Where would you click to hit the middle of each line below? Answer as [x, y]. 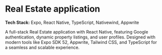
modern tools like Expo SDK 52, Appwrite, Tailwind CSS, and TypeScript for [81, 42]
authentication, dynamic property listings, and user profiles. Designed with [80, 37]
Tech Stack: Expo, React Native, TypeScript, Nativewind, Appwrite [72, 22]
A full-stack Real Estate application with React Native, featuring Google [77, 32]
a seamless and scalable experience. [42, 47]
